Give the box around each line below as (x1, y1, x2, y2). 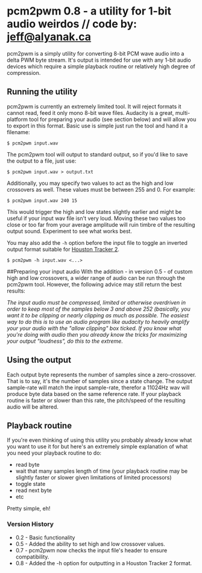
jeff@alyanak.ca (7, 30, 92, 44)
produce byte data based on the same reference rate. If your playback (7, 390, 181, 397)
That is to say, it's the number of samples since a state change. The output (7, 377, 192, 384)
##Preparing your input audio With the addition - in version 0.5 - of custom (7, 268, 193, 275)
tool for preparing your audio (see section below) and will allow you (28, 115, 197, 123)
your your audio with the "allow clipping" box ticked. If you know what (7, 325, 181, 332)
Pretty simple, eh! (7, 505, 51, 512)
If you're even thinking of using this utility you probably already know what (7, 436, 192, 444)
